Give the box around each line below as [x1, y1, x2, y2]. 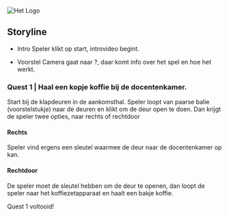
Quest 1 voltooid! [7, 202, 55, 211]
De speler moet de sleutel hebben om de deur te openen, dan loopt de [7, 182, 205, 190]
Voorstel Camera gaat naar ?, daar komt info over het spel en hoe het [16, 58, 212, 66]
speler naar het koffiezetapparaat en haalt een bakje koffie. [7, 189, 174, 197]
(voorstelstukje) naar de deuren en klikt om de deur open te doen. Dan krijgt [7, 105, 221, 113]
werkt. [16, 65, 36, 73]
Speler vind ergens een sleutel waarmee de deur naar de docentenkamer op [7, 143, 222, 152]
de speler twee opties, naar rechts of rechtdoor [7, 112, 140, 121]
